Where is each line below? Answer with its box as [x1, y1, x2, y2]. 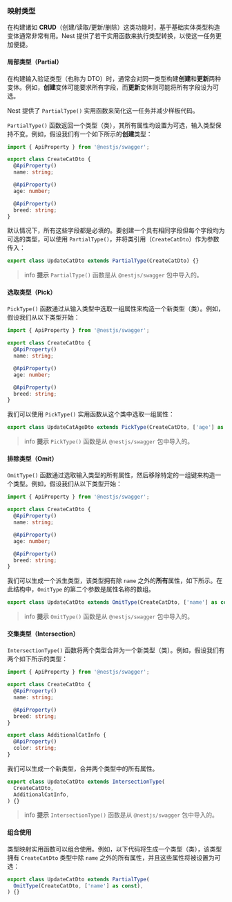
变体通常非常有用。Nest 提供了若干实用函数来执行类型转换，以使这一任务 [7, 32, 216, 40]
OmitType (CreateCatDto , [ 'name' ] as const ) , [13, 882, 144, 890]
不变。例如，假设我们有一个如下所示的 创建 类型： [12, 129, 153, 138]
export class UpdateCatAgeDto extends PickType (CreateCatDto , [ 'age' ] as [7, 424, 224, 431]
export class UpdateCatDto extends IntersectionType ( [7, 778, 166, 785]
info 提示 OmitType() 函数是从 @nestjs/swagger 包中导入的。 [23, 612, 194, 620]
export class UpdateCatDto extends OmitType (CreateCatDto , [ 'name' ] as [7, 599, 217, 606]
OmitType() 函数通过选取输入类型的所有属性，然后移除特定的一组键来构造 [7, 471, 215, 479]
